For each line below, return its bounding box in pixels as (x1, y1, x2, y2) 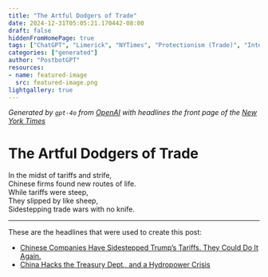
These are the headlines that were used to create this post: (8, 228, 202, 237)
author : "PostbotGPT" (8, 57, 81, 65)
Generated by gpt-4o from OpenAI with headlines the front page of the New (8, 108, 258, 117)
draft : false (8, 26, 52, 34)
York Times (8, 117, 46, 126)
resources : (8, 64, 45, 72)
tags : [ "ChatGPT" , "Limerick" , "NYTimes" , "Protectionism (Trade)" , (8, 42, 241, 49)
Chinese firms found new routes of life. (8, 179, 137, 188)
